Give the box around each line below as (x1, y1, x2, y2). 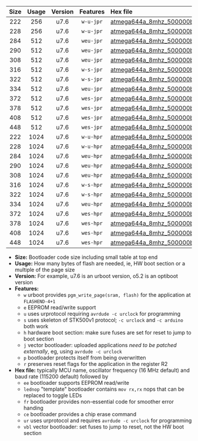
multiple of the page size (14, 266, 75, 273)
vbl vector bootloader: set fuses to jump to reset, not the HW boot (23, 423, 184, 430)
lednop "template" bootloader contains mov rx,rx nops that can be (23, 385, 184, 393)
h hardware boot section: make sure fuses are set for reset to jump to (23, 329, 192, 336)
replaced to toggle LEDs (23, 392, 82, 398)
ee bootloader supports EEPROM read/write (23, 380, 130, 386)
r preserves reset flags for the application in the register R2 (23, 361, 168, 367)
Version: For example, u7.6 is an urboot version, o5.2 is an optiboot (14, 273, 179, 280)
